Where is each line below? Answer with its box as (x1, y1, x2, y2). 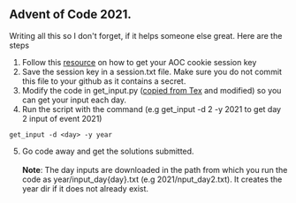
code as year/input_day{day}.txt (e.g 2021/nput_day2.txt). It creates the (21, 174, 283, 184)
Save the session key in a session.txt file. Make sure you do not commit (21, 66, 283, 77)
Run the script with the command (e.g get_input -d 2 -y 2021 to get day (21, 103, 281, 114)
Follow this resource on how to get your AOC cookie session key (21, 56, 257, 67)
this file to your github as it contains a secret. (21, 75, 186, 86)
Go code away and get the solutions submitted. (21, 146, 194, 156)
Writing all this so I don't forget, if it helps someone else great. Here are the (9, 30, 283, 41)
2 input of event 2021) (21, 113, 102, 124)
